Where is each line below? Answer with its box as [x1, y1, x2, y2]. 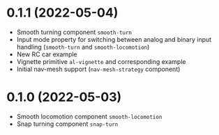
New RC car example [16, 50, 77, 58]
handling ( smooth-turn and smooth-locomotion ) [16, 42, 150, 51]
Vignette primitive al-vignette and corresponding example [16, 57, 186, 65]
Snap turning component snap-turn [16, 120, 119, 128]
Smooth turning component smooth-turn [16, 28, 133, 36]
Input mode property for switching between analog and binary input [16, 35, 212, 43]
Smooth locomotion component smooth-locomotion [16, 112, 163, 120]
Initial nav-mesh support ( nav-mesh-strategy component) [16, 65, 181, 73]
